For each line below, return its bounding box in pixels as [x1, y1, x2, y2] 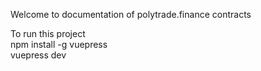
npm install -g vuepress [10, 39, 108, 50]
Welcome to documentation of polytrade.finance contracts [10, 9, 252, 20]
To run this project [10, 28, 86, 39]
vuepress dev [10, 49, 67, 61]
